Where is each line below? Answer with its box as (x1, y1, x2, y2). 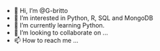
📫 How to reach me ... (13, 37, 79, 44)
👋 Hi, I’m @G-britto (13, 7, 68, 14)
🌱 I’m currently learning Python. (13, 21, 105, 29)
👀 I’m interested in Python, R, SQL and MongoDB (13, 14, 154, 22)
